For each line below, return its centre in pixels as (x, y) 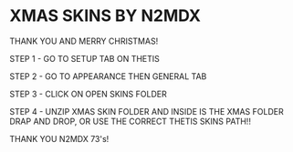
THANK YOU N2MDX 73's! (59, 138)
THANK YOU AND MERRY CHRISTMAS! (84, 41)
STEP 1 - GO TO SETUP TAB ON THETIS (84, 58)
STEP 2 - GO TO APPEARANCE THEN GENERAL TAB (108, 76)
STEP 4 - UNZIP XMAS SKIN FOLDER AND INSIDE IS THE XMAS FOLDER (147, 111)
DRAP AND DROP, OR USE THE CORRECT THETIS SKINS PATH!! (130, 121)
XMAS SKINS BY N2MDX (105, 16)
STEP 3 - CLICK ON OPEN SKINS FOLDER (88, 94)
